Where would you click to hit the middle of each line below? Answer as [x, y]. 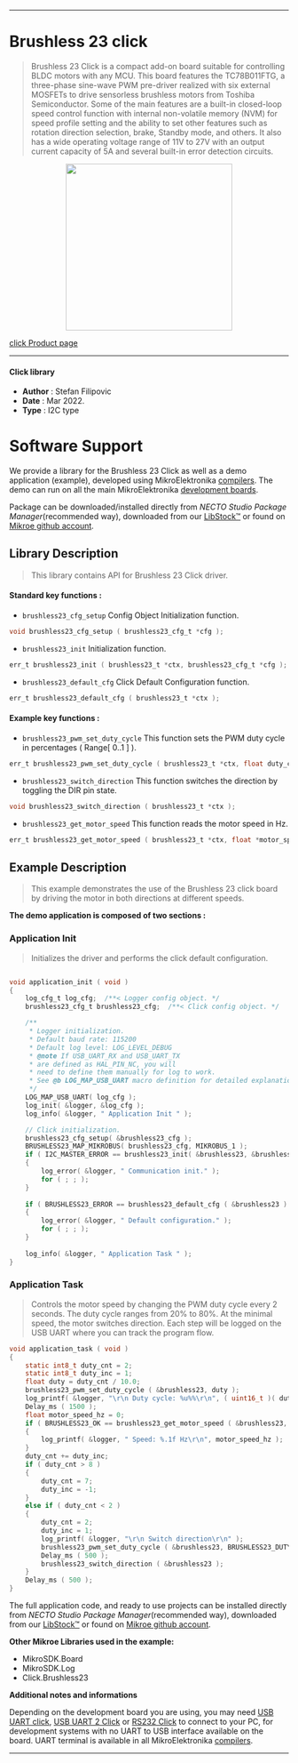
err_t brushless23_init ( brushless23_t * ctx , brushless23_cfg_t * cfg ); [149, 665]
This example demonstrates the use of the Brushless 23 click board [154, 889]
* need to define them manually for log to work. [122, 1072]
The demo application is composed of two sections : [108, 916]
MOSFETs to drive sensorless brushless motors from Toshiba [143, 94]
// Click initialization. [73, 1130]
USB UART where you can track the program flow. [122, 1332]
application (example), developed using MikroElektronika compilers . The [141, 480]
